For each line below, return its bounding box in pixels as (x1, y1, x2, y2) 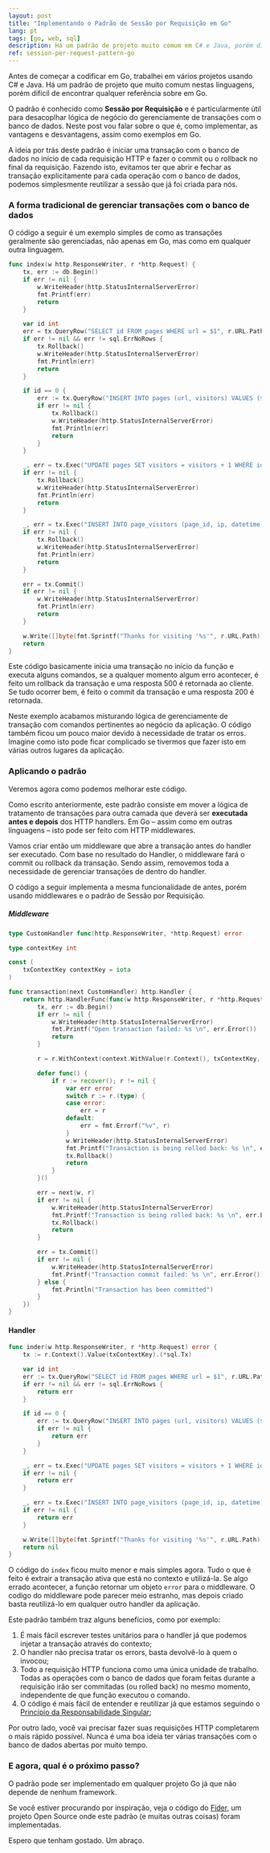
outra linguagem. (8, 245, 65, 254)
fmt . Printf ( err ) (37, 291, 92, 299)
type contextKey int (8, 943, 78, 952)
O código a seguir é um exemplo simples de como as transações (8, 228, 223, 237)
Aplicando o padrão (8, 766, 87, 777)
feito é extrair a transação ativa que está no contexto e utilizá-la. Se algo (8, 1574, 248, 1583)
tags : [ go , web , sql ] (8, 34, 81, 43)
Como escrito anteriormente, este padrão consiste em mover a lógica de (8, 799, 249, 809)
